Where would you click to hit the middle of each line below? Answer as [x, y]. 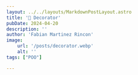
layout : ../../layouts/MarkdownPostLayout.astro [69, 12]
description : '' [27, 29]
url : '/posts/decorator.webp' [56, 46]
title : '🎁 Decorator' [34, 18]
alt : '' [27, 52]
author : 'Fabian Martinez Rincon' [50, 35]
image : [15, 40]
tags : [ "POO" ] [24, 57]
